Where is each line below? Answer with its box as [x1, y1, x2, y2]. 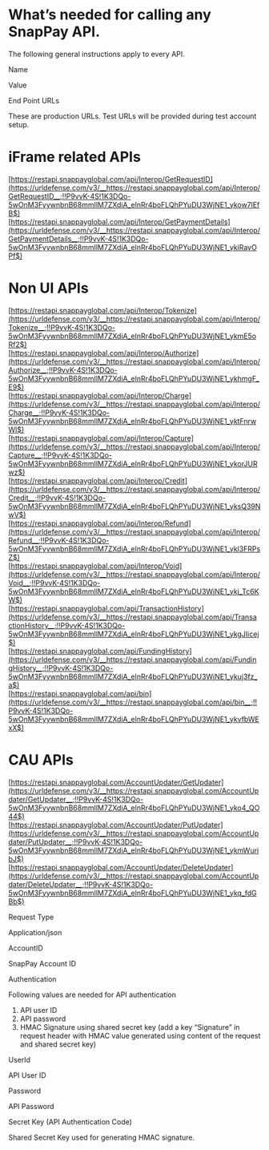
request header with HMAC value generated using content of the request [19, 1031, 261, 1040]
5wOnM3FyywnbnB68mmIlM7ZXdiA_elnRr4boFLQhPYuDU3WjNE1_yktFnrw [8, 416, 257, 426]
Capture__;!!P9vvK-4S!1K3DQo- [8, 450, 112, 460]
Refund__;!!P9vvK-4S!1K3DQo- [8, 535, 110, 545]
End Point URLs [8, 95, 60, 105]
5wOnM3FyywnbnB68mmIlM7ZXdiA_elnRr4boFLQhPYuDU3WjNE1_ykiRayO [8, 242, 258, 252]
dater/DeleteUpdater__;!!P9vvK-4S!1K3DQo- [8, 879, 154, 889]
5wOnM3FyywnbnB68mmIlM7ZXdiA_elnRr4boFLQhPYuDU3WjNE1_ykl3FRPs [8, 543, 261, 554]
